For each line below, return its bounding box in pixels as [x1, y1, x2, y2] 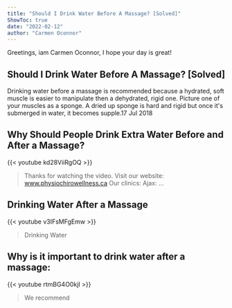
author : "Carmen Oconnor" [7, 29, 82, 37]
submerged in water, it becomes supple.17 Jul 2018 [7, 109, 153, 118]
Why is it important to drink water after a [7, 251, 186, 263]
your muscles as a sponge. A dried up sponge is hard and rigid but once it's [7, 102, 224, 110]
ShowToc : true [7, 17, 48, 24]
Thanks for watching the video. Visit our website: [24, 171, 164, 180]
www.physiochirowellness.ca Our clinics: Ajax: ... [24, 179, 164, 187]
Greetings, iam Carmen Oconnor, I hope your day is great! [7, 48, 172, 57]
